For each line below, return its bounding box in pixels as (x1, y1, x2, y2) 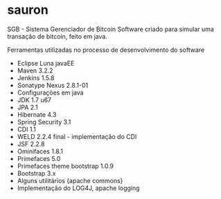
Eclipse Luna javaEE (17, 59, 75, 67)
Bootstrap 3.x (17, 169, 56, 178)
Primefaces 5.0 (17, 154, 61, 162)
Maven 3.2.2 (17, 66, 53, 75)
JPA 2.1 (17, 103, 38, 111)
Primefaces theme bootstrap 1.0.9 (17, 162, 114, 170)
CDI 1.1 (17, 125, 37, 133)
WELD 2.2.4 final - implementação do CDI (17, 132, 137, 140)
